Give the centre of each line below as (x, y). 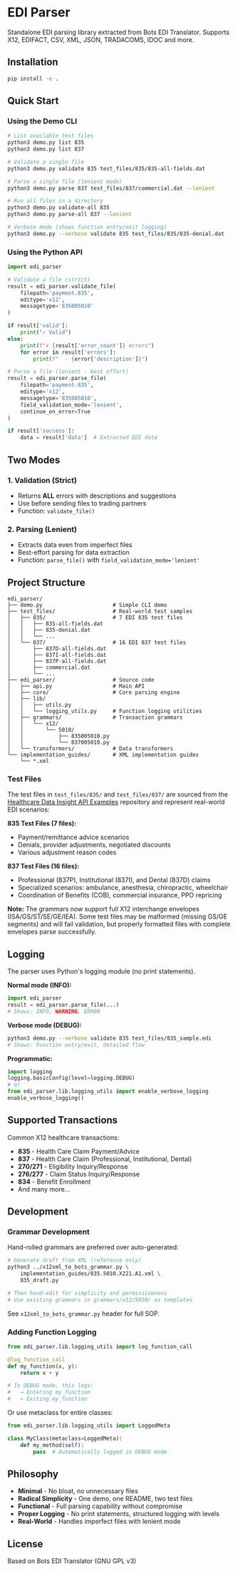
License (25, 1544)
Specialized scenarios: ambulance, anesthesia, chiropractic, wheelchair (123, 888)
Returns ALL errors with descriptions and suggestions (97, 496)
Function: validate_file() (56, 511)
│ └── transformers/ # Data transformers (90, 749)
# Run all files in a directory (55, 201)
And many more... (44, 1189)
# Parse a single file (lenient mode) (65, 181)
